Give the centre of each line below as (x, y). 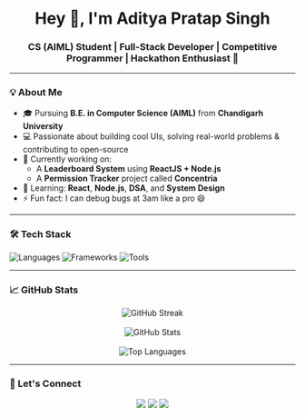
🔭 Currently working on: (67, 159)
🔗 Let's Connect (45, 383)
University (43, 125)
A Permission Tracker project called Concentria (127, 178)
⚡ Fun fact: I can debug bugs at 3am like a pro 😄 (114, 198)
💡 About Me (36, 93)
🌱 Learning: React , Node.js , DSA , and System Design (123, 188)
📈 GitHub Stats (44, 290)
